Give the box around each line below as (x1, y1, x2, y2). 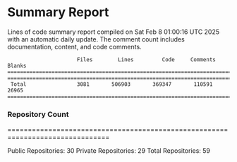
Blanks (7, 62, 27, 69)
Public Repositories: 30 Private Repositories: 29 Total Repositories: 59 (7, 147, 210, 155)
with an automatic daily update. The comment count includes (7, 35, 185, 43)
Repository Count (7, 109, 69, 119)
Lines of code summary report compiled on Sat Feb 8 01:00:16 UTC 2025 (7, 27, 220, 36)
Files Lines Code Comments (76, 56, 217, 63)
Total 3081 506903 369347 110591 (10, 80, 213, 88)
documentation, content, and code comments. (7, 42, 142, 51)
